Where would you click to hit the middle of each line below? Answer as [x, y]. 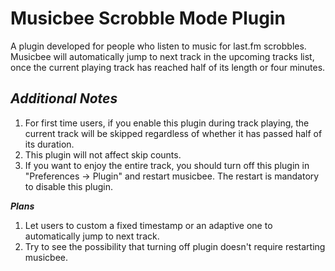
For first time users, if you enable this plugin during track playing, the [167, 123]
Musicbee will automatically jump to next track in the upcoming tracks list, [162, 56]
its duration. [49, 144]
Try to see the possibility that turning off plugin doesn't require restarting [175, 246]
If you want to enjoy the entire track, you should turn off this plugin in [167, 165]
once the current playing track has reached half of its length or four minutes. [168, 67]
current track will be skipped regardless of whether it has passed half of [173, 133]
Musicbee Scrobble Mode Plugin [148, 18]
